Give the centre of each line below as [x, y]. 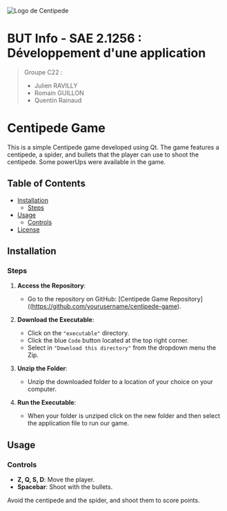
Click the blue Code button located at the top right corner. [108, 341]
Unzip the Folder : [42, 368]
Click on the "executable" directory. [78, 333]
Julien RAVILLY [56, 86]
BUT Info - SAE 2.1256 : [75, 39]
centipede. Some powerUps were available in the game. [87, 161]
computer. [42, 389]
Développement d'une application [107, 53]
